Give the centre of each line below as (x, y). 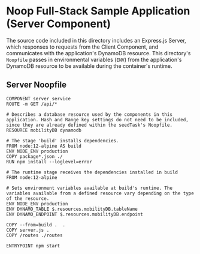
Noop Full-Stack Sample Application (98, 11)
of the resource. (28, 198)
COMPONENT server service (38, 98)
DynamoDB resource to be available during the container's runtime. (89, 66)
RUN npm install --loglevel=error (49, 162)
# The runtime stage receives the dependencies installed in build (92, 172)
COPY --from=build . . (36, 225)
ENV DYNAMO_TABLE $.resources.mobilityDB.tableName (72, 209)
